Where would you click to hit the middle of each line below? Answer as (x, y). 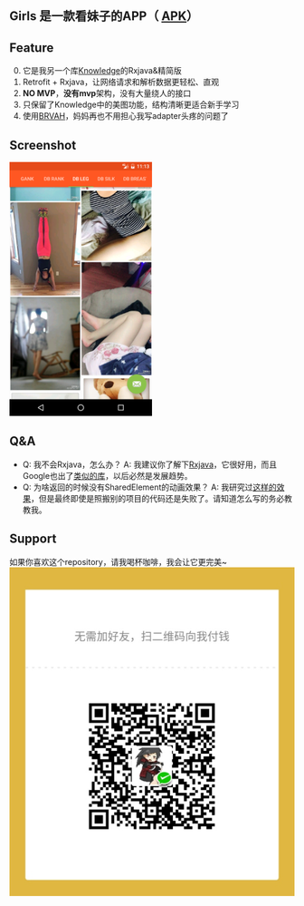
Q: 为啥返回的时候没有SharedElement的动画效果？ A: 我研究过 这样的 (150, 487)
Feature (32, 48)
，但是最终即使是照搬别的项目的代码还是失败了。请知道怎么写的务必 (157, 498)
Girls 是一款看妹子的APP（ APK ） (104, 16)
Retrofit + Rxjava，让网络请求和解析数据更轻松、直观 (121, 82)
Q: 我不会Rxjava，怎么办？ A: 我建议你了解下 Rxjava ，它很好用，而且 (150, 464)
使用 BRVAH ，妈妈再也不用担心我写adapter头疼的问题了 (125, 116)
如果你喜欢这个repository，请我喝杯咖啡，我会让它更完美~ (119, 561)
